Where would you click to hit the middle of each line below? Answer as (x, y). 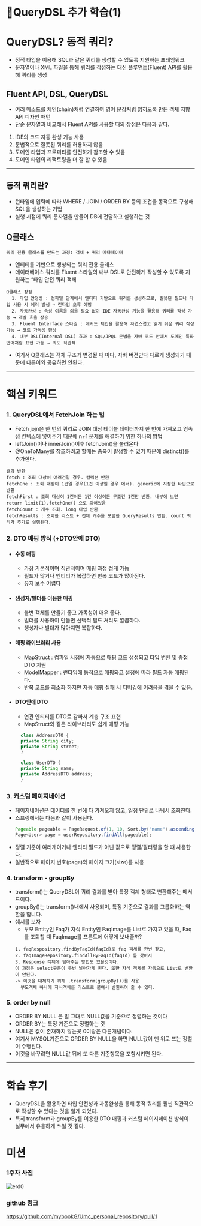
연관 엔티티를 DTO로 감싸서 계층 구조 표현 (72, 716)
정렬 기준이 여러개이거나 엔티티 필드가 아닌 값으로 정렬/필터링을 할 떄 (95, 847)
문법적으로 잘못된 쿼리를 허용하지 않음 (59, 144)
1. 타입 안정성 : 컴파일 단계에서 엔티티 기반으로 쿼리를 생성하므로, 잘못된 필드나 (99, 298)
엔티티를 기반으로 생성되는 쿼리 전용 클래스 (65, 264)
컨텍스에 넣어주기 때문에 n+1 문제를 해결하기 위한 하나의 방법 (92, 436)
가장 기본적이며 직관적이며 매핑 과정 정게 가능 (77, 568)
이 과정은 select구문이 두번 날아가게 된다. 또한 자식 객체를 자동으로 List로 (98, 969)
